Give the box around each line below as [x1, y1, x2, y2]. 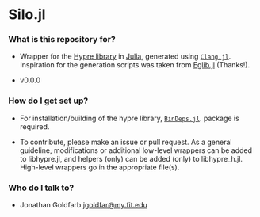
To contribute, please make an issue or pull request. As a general [19, 137, 232, 147]
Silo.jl [8, 6, 46, 24]
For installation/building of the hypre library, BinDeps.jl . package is [19, 113, 239, 123]
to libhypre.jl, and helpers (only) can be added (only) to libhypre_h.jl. [19, 154, 243, 163]
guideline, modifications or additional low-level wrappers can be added [19, 145, 252, 155]
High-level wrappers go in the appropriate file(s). [19, 162, 180, 172]
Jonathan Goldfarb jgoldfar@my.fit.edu [19, 200, 148, 210]
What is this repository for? [8, 34, 117, 45]
